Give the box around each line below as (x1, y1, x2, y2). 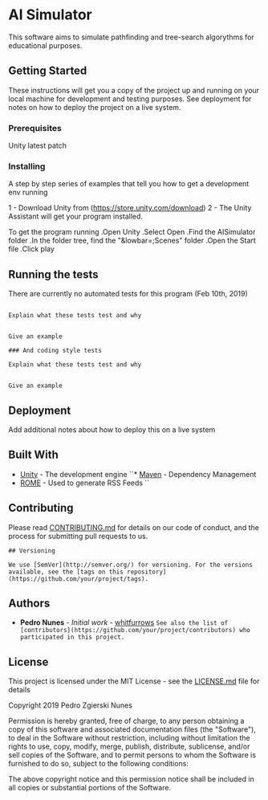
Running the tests (8, 267, 99, 281)
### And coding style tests (8, 347, 103, 355)
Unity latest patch (8, 141, 67, 150)
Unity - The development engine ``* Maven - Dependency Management (19, 469, 257, 479)
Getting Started (8, 64, 87, 78)
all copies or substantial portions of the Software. (8, 783, 171, 793)
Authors (8, 596, 51, 610)
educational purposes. (8, 40, 83, 50)
